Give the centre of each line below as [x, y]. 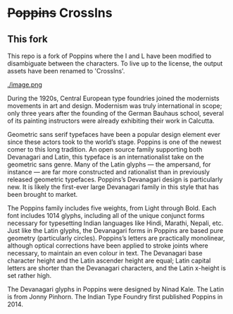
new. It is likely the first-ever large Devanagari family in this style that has [113, 187]
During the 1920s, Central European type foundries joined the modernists [113, 98]
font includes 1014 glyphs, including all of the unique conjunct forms [106, 216]
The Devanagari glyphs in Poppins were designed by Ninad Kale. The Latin [115, 289]
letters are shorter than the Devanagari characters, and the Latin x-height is [117, 268]
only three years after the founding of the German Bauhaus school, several [115, 113]
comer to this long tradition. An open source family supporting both [105, 149]
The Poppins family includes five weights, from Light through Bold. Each [112, 208]
